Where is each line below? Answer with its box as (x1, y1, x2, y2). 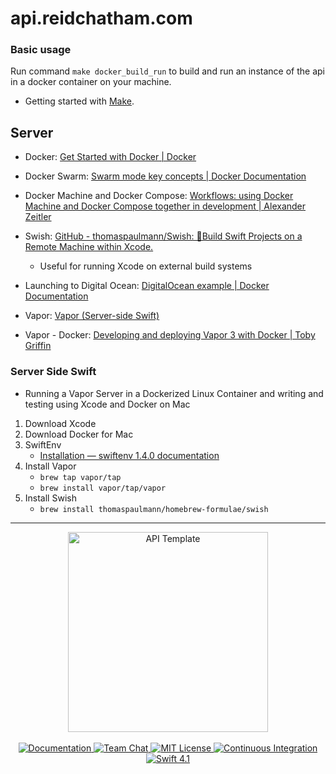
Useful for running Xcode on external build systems (39, 260, 253, 272)
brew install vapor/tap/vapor (39, 483, 167, 493)
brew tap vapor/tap (39, 472, 122, 482)
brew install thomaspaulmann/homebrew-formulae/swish (39, 504, 269, 514)
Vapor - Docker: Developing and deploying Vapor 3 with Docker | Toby (24, 329, 316, 341)
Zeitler (24, 211, 52, 223)
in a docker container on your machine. (10, 76, 172, 88)
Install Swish (24, 492, 77, 504)
